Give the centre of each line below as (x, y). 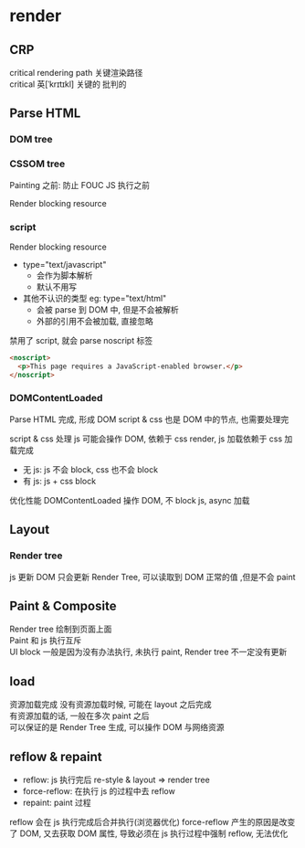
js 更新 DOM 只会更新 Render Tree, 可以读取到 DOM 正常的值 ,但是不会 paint (152, 577)
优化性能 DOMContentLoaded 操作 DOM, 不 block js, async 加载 (130, 500)
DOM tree (31, 140)
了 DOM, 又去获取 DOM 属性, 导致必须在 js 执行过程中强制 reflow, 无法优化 (149, 833)
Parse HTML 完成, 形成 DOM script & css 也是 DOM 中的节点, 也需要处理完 (149, 419)
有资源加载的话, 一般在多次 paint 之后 (79, 716)
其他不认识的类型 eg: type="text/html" (95, 298)
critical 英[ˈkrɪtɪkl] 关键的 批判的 (68, 84)
